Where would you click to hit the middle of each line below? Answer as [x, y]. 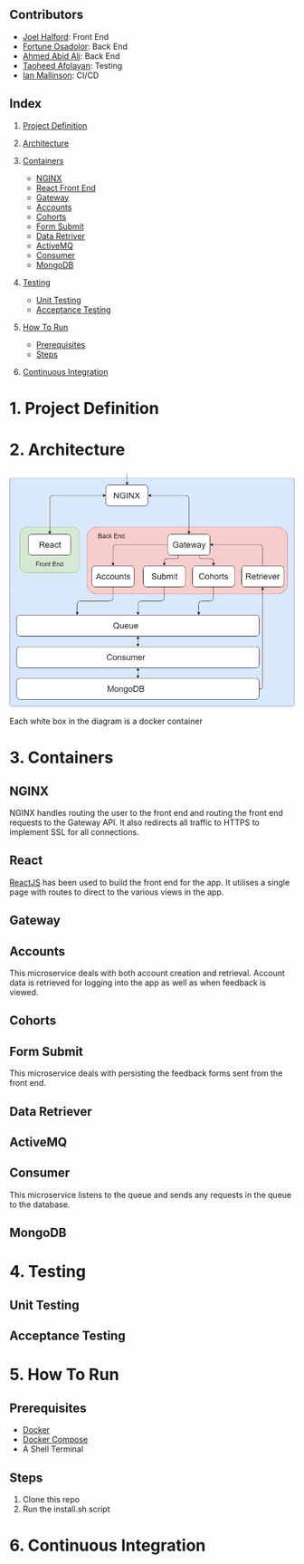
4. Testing [47, 1272]
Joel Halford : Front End [66, 36]
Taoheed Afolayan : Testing [72, 65]
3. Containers [62, 758]
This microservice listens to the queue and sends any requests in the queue [151, 1195]
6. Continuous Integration [108, 1545]
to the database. [40, 1204]
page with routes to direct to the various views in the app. [117, 892]
